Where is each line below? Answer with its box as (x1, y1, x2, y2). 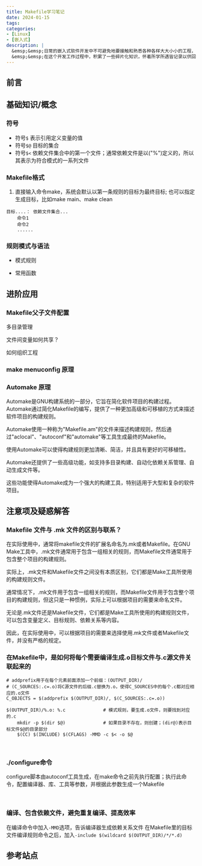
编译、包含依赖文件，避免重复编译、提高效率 (6, 809, 136, 817)
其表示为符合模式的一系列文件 (14, 157, 89, 164)
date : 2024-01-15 (6, 14, 50, 20)
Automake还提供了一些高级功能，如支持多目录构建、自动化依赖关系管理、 (6, 459, 189, 466)
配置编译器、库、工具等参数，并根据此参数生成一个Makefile (16, 780, 165, 788)
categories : (6, 25, 36, 32)
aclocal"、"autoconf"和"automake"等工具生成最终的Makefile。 (14, 433, 170, 440)
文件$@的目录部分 (10, 726, 48, 732)
